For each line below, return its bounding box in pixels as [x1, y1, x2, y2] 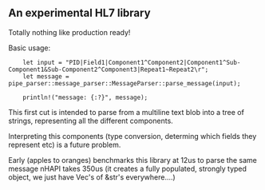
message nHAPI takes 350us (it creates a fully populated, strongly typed [8, 164, 247, 173]
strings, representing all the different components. [8, 116, 173, 125]
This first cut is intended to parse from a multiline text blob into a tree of [8, 107, 245, 117]
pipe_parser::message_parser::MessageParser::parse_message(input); [8, 79, 241, 87]
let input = [22, 58, 62, 66]
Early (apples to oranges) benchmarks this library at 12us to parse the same [8, 155, 257, 164]
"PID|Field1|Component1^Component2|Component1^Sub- [65, 58, 241, 66]
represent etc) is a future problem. [8, 140, 121, 149]
